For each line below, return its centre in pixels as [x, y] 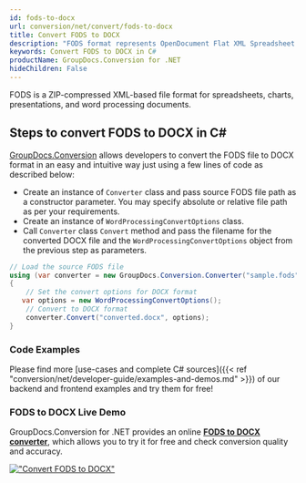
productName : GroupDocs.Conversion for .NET [95, 60]
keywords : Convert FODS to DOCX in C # [83, 52]
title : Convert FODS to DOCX [65, 35]
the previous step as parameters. [85, 250]
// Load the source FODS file [67, 267]
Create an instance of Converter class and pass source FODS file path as [159, 191]
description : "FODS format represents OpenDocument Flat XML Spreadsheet [153, 43]
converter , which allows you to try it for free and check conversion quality [149, 442]
